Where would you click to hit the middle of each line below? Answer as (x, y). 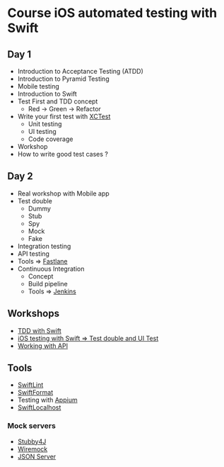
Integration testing (44, 246)
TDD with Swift (39, 330)
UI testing (42, 131)
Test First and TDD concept (58, 101)
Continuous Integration (51, 269)
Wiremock (33, 449)
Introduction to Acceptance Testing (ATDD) (80, 71)
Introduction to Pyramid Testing (63, 79)
